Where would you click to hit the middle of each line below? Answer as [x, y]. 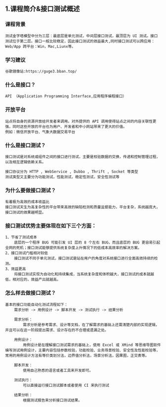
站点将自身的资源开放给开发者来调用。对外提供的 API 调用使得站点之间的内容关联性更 [81, 121]
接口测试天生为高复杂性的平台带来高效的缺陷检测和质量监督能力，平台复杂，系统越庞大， [83, 207]
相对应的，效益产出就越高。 [36, 280]
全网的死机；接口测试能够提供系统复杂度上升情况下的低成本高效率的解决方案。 [73, 248]
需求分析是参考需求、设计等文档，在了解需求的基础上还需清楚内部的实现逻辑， [91, 325]
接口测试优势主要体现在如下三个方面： [51, 226]
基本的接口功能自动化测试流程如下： [37, 305]
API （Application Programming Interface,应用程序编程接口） [66, 96]
